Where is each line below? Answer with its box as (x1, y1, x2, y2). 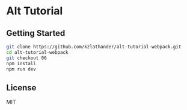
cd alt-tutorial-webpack (6, 49, 69, 55)
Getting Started (6, 28, 66, 38)
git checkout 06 (6, 55, 47, 61)
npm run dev (6, 66, 36, 72)
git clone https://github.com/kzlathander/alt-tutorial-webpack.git (6, 44, 182, 50)
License (6, 82, 37, 93)
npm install (6, 60, 36, 66)
